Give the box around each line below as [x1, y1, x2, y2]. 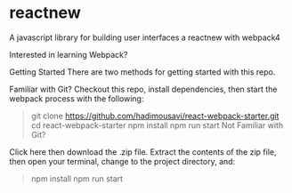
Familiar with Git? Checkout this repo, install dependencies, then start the [9, 84, 278, 94]
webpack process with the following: [9, 92, 144, 104]
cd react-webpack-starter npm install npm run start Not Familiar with [30, 119, 283, 131]
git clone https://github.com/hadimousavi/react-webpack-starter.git [30, 110, 280, 121]
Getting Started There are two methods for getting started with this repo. [9, 66, 276, 77]
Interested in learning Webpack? [9, 49, 128, 60]
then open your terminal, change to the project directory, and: [9, 156, 236, 166]
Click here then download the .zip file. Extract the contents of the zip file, [9, 146, 277, 157]
